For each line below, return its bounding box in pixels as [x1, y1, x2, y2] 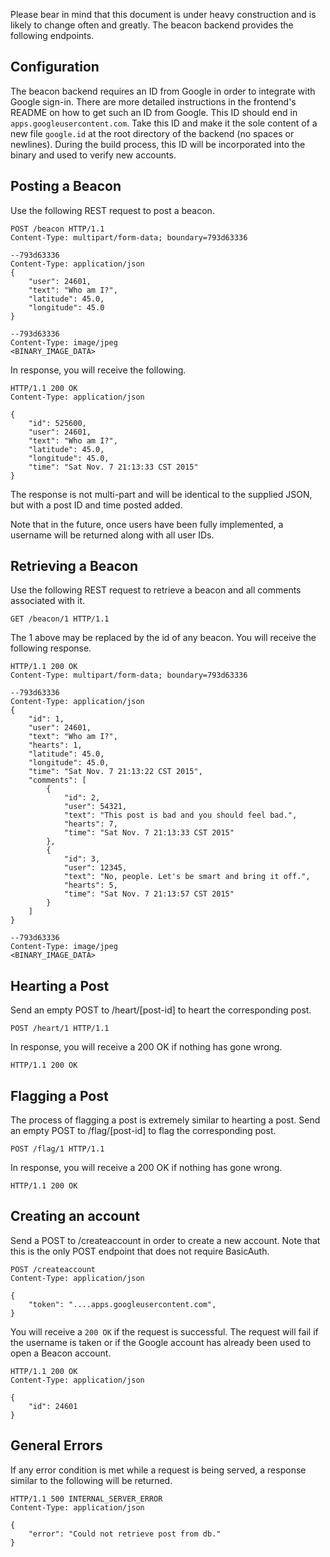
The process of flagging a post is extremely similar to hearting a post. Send [10, 1114, 321, 1126]
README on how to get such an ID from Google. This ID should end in [10, 106, 298, 118]
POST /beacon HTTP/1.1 [10, 224, 105, 234]
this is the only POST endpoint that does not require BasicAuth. [10, 1245, 270, 1257]
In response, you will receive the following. [10, 364, 187, 376]
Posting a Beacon [10, 178, 122, 195]
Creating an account [10, 1208, 141, 1225]
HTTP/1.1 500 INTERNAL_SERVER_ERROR [10, 1494, 163, 1504]
